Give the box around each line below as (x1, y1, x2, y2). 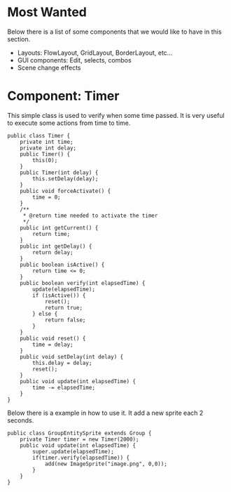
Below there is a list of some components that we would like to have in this (7, 27, 222, 36)
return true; (44, 304, 83, 311)
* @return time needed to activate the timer (22, 212, 158, 219)
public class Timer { (7, 132, 71, 139)
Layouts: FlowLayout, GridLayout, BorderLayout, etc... (17, 48, 173, 57)
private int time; (20, 138, 73, 145)
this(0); (32, 157, 58, 164)
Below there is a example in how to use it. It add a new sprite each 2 (7, 408, 204, 417)
